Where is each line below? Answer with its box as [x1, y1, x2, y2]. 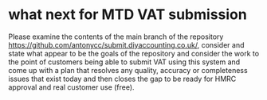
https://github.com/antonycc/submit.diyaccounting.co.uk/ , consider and [8, 40, 245, 49]
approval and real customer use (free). [8, 82, 135, 92]
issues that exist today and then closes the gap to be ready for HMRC [8, 74, 237, 83]
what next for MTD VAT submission [8, 6, 247, 24]
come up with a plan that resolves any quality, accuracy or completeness [8, 65, 249, 75]
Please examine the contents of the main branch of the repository [8, 32, 224, 41]
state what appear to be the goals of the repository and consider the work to [8, 48, 260, 58]
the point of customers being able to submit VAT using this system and [8, 57, 241, 67]
